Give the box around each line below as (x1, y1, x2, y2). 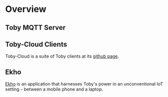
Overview (5, 3, 47, 15)
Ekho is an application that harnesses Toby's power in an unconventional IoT (5, 81, 163, 87)
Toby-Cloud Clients (5, 40, 67, 48)
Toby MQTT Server (5, 23, 66, 32)
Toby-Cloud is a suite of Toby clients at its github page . (5, 53, 119, 59)
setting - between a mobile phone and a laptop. (5, 86, 103, 93)
